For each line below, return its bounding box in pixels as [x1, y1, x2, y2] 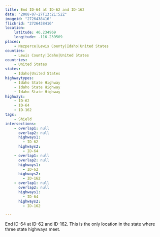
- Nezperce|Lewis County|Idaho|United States [14, 44, 109, 49]
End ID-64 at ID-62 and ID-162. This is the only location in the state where [5, 221, 155, 227]
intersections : [5, 121, 36, 126]
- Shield [14, 116, 32, 122]
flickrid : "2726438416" [5, 21, 54, 26]
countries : [5, 57, 28, 62]
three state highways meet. [5, 226, 61, 232]
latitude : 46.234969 [14, 30, 56, 35]
